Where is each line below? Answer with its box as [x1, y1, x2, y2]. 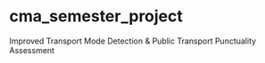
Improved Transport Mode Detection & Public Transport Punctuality [9, 35, 257, 46]
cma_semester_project [9, 6, 183, 27]
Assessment [9, 44, 55, 55]
